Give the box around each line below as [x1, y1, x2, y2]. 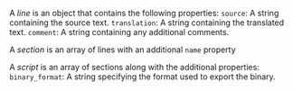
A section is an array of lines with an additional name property [9, 44, 237, 55]
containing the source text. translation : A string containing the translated [9, 17, 285, 28]
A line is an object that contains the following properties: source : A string [9, 8, 279, 18]
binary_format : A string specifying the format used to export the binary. [9, 71, 276, 82]
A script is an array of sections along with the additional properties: [9, 62, 260, 72]
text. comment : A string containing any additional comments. [9, 27, 230, 37]
